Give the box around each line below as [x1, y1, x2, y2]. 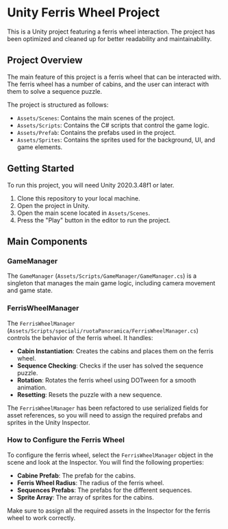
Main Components [7, 235, 88, 247]
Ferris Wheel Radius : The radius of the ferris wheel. [16, 478, 164, 487]
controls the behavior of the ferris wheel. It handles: [7, 333, 153, 341]
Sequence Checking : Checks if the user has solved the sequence [16, 361, 204, 370]
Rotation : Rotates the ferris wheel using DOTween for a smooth [16, 376, 197, 384]
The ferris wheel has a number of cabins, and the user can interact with [7, 80, 209, 88]
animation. [16, 383, 47, 391]
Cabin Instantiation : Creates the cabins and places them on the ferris [16, 347, 214, 355]
